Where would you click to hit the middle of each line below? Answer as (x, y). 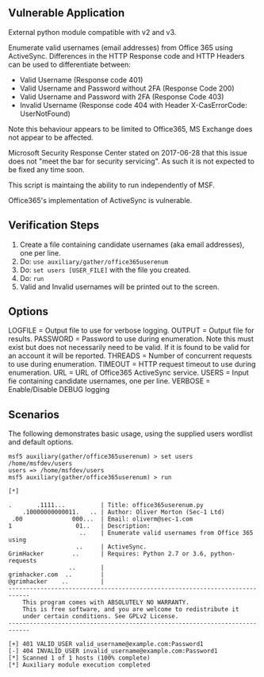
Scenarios (34, 415)
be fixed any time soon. (46, 169)
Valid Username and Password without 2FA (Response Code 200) (127, 88)
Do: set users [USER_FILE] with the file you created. (105, 270)
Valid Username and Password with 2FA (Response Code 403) (122, 96)
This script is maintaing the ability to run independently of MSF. (112, 185)
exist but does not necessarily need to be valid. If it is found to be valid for (129, 348)
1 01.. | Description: (79, 526)
